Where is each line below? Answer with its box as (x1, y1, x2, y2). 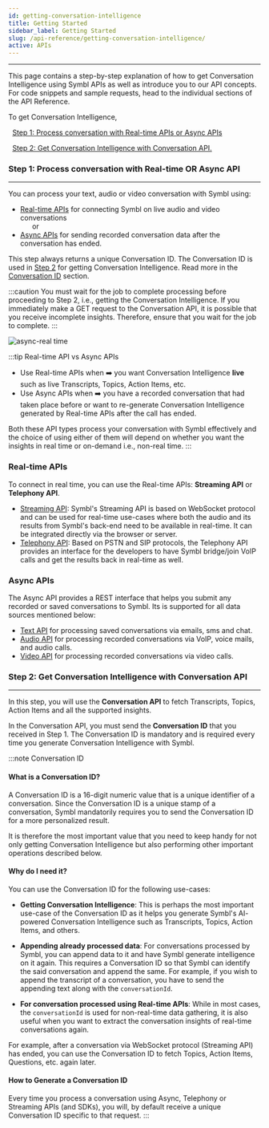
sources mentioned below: (8, 611, 96, 620)
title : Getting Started (8, 19, 88, 27)
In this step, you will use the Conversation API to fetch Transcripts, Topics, (8, 697, 256, 707)
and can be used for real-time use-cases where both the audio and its (19, 512, 251, 521)
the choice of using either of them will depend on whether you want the (8, 432, 244, 442)
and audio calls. (19, 643, 73, 652)
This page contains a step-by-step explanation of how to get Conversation (8, 71, 254, 81)
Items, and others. (19, 925, 80, 935)
